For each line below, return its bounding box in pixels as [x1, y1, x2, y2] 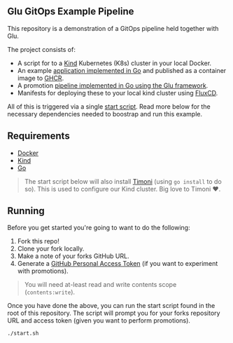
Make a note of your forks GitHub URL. [17, 252, 129, 260]
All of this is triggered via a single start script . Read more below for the [7, 102, 211, 111]
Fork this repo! [17, 237, 59, 246]
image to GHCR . [17, 74, 64, 82]
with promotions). [17, 267, 69, 276]
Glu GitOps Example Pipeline [7, 6, 134, 18]
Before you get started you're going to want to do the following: [7, 224, 190, 232]
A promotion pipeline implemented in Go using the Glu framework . [17, 81, 209, 90]
